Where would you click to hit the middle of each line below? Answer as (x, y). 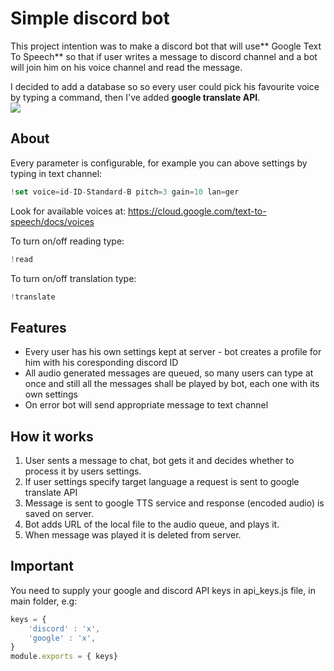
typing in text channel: (56, 173)
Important (42, 566)
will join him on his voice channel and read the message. (126, 67)
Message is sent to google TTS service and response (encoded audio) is (174, 503)
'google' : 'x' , (62, 638)
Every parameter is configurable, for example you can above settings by (159, 163)
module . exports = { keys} (64, 657)
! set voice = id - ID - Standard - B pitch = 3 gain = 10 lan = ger (125, 192)
